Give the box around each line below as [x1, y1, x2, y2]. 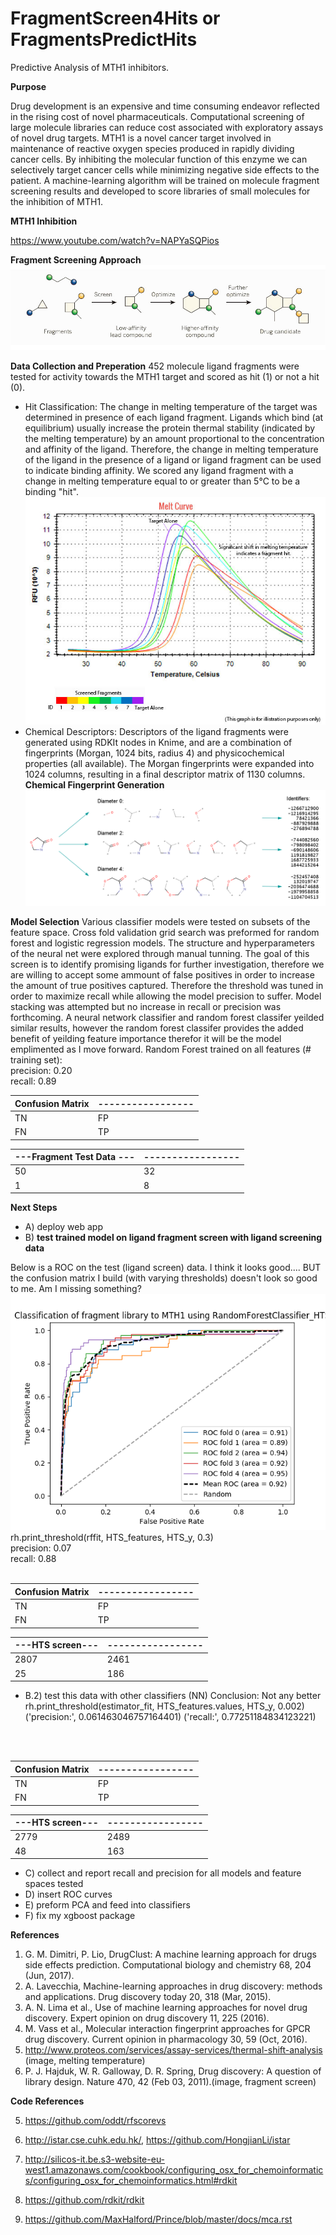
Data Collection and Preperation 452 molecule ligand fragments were [10, 360, 300, 372]
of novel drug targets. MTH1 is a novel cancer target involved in [10, 132, 272, 144]
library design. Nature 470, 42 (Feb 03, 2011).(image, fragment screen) [24, 2076, 317, 2088]
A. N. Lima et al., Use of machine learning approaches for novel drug [24, 2002, 308, 2014]
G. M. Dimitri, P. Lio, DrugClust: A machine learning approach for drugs [24, 1948, 317, 1961]
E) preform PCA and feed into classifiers [24, 1899, 191, 1911]
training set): [10, 1054, 63, 1066]
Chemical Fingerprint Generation [24, 779, 165, 791]
